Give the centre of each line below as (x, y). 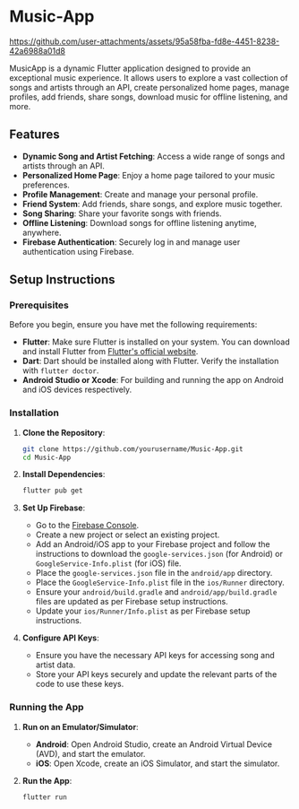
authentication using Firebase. (78, 251)
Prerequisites (39, 305)
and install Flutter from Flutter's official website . (110, 352)
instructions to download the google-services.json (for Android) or (159, 554)
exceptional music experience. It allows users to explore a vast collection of (149, 77)
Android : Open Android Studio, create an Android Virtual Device (154, 744)
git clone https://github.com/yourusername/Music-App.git (132, 449)
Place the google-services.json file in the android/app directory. (154, 573)
